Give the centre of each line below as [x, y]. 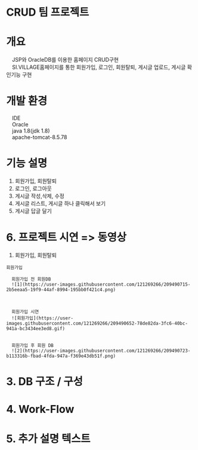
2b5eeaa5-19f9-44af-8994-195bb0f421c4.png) [61, 289]
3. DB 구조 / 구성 [45, 382]
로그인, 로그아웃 [33, 188]
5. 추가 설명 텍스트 [48, 439]
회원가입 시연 [25, 312]
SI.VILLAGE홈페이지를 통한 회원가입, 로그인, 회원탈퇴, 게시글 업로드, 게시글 [99, 67]
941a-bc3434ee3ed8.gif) [36, 328]
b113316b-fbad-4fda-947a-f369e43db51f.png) [61, 356]
